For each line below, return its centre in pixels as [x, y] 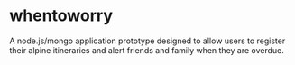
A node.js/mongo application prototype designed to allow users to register [147, 41]
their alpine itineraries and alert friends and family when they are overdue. [147, 50]
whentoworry [61, 16]
